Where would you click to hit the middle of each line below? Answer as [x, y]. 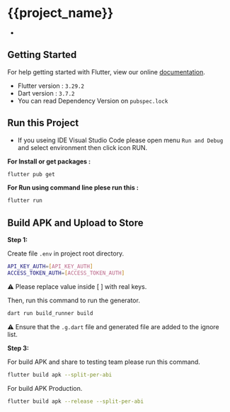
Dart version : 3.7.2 [46, 93]
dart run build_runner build [50, 313]
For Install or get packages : [49, 161]
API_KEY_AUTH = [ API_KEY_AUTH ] [50, 267]
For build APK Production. [45, 388]
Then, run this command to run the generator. [74, 300]
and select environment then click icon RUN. [82, 147]
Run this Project [43, 123]
